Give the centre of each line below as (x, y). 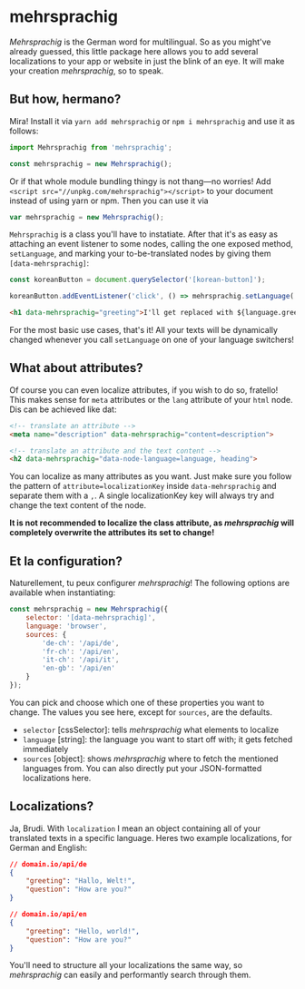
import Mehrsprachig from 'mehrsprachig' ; (91, 147)
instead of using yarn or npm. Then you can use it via (109, 201)
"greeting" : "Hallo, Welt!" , (81, 881)
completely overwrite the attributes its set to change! (112, 533)
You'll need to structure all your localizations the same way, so (126, 965)
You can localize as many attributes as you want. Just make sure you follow (151, 476)
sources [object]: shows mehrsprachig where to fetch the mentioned (150, 759)
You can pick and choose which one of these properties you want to (137, 702)
